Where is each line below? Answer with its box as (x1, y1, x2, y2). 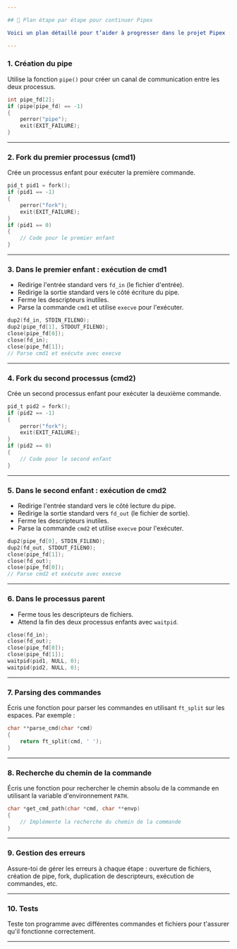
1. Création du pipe (7, 59, 73, 69)
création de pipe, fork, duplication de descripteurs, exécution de (7, 871, 194, 880)
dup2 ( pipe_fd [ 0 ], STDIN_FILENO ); (7, 537, 106, 545)
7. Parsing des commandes (7, 687, 102, 697)
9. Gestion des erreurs (7, 848, 86, 858)
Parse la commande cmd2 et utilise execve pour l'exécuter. (17, 524, 184, 532)
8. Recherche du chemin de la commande (7, 768, 152, 778)
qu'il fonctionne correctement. (7, 927, 96, 936)
